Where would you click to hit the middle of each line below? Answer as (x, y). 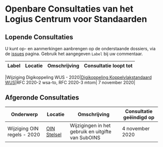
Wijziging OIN (23, 128)
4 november (136, 128)
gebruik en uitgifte (90, 132)
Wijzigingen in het (90, 125)
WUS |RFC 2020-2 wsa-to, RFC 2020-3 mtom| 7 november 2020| (70, 82)
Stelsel (54, 134)
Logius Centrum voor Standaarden (76, 19)
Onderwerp (24, 114)
